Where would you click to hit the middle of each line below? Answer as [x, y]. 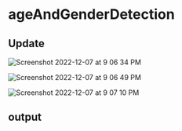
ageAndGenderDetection [91, 15]
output [25, 117]
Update [27, 44]
